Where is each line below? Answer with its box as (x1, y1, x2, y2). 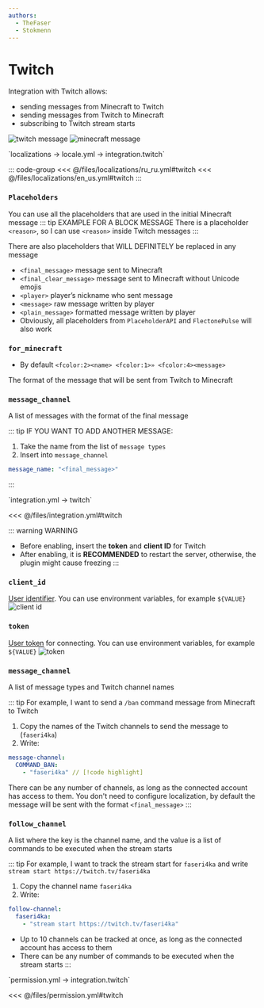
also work (19, 324, 52, 334)
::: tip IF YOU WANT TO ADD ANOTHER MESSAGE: (8, 426, 174, 436)
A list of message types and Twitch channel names (8, 682, 174, 692)
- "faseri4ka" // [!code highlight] (22, 768, 144, 777)
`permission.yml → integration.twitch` (8, 975, 131, 984)
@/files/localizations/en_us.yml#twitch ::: (8, 174, 143, 183)
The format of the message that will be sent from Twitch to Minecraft (8, 375, 233, 384)
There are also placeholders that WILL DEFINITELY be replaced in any (8, 241, 236, 250)
